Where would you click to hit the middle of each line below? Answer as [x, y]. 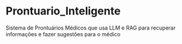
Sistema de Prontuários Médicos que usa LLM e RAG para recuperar [91, 28]
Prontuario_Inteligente [63, 11]
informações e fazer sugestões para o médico [63, 34]
